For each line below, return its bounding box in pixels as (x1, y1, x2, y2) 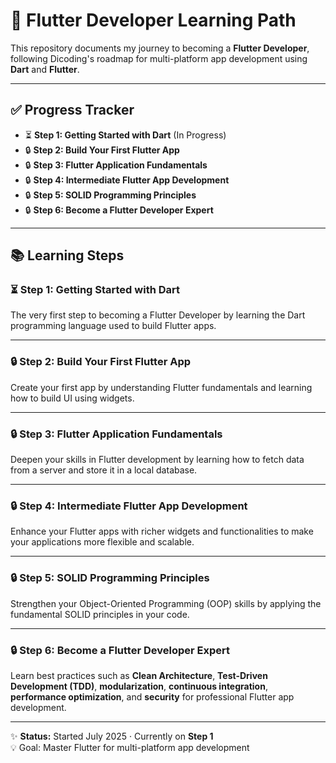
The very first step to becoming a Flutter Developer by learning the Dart (10, 309, 306, 321)
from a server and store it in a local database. (10, 464, 198, 476)
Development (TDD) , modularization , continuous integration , (10, 680, 268, 692)
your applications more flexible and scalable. (10, 536, 195, 548)
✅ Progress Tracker (10, 102, 135, 119)
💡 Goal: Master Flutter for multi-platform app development (10, 741, 250, 753)
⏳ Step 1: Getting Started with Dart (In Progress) (24, 129, 227, 141)
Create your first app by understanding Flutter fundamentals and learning (10, 381, 313, 393)
